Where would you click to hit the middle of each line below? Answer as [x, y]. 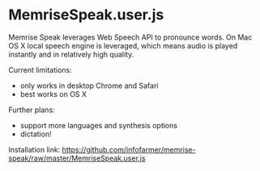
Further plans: [32, 110]
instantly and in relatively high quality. [71, 54]
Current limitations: [40, 69]
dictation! [36, 134]
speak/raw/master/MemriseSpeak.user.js [77, 158]
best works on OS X [53, 94]
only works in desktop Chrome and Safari [89, 85]
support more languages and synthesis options [99, 125]
